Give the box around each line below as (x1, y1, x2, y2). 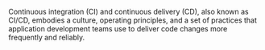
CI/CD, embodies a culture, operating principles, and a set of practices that (8, 15, 258, 25)
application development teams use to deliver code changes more (8, 24, 228, 33)
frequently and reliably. (8, 32, 85, 42)
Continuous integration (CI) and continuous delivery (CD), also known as (8, 7, 250, 16)
